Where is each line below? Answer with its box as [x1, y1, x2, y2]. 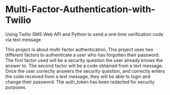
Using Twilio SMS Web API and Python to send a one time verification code [5, 31, 163, 37]
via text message [5, 37, 41, 43]
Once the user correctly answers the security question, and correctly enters [5, 68, 165, 74]
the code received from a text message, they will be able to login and [5, 73, 151, 79]
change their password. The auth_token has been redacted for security [5, 79, 155, 85]
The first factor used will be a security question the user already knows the [5, 57, 163, 63]
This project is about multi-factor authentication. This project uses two [5, 46, 154, 52]
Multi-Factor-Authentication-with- [5, 4, 156, 15]
